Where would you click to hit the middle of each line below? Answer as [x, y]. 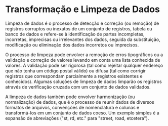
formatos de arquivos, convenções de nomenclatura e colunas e [72, 107]
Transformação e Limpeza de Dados [83, 9]
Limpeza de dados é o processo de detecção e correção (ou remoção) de [82, 23]
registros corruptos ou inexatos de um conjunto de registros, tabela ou [79, 28]
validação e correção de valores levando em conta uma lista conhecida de [83, 60]
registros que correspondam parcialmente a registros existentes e [74, 76]
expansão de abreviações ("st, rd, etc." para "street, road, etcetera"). [77, 118]
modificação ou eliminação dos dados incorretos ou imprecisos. [72, 45]
